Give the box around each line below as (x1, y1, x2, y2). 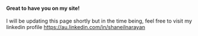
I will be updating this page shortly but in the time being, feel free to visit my (6, 17, 192, 24)
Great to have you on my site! (6, 5, 80, 12)
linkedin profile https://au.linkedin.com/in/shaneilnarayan (6, 24, 146, 31)
